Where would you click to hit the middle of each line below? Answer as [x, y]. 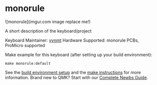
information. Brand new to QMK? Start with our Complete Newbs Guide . [77, 77]
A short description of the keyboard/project [48, 31]
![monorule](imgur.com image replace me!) [48, 22]
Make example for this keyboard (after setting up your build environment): [79, 55]
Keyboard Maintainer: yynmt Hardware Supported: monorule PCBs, [72, 40]
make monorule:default [28, 63]
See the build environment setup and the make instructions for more [73, 72]
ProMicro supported [25, 45]
